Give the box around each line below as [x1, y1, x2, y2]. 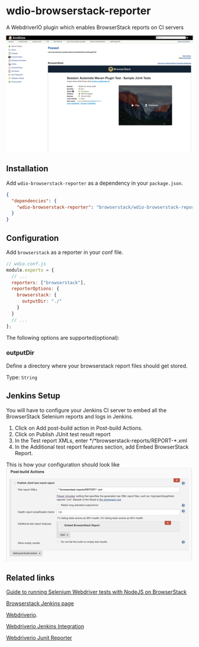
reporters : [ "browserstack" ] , [11, 279, 86, 285]
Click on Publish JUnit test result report [14, 430, 111, 437]
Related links [6, 573, 55, 583]
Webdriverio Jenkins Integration [6, 623, 85, 630]
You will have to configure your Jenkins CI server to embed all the [6, 407, 167, 414]
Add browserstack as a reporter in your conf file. [6, 249, 124, 256]
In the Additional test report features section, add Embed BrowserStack [14, 443, 189, 450]
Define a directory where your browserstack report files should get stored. [6, 362, 188, 369]
